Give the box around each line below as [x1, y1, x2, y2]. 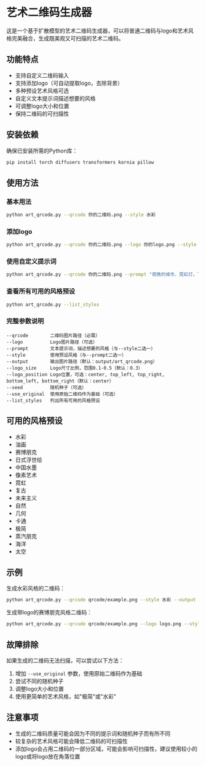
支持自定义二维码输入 [15, 72, 69, 79]
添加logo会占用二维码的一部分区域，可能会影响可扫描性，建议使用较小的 [15, 745, 198, 753]
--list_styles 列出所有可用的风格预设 [6, 397, 101, 404]
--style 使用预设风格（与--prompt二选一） [6, 352, 127, 358]
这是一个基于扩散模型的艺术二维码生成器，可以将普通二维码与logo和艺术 [6, 27, 189, 34]
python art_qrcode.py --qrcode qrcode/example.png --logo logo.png [6, 621, 182, 627]
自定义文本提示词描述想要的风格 [15, 94, 96, 102]
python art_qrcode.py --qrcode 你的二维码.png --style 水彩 [6, 212, 156, 218]
